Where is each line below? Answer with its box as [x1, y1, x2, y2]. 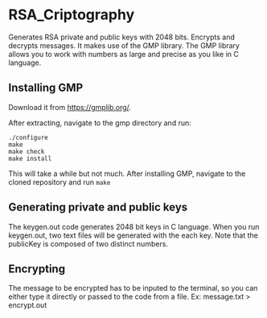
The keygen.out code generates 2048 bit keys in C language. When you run [8, 222, 260, 231]
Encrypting [8, 262, 66, 275]
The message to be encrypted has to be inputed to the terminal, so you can [8, 283, 258, 293]
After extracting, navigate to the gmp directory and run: [8, 118, 191, 128]
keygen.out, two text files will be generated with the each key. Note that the [8, 230, 259, 240]
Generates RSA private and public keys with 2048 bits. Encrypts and [8, 32, 236, 42]
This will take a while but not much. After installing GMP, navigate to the [8, 169, 246, 178]
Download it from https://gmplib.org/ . [8, 102, 131, 112]
